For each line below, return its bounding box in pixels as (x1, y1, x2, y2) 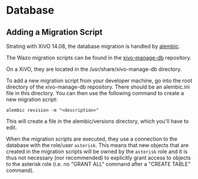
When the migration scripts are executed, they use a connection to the (6, 135, 178, 142)
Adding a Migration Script (6, 27, 103, 37)
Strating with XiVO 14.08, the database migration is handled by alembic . (6, 43, 180, 50)
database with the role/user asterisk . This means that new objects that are (6, 142, 189, 148)
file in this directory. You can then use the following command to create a (6, 90, 184, 96)
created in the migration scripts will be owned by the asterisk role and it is (6, 148, 188, 155)
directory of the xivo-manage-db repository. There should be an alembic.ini (6, 83, 190, 90)
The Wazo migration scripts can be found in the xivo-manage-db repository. (6, 54, 191, 61)
